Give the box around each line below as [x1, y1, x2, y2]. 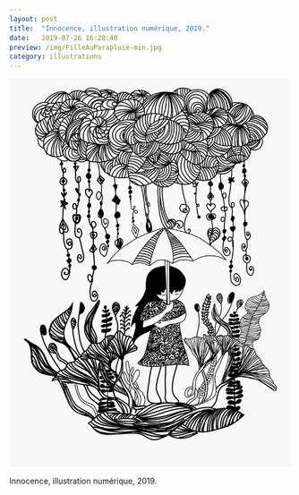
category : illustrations [9, 52, 102, 62]
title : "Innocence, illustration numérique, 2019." [9, 23, 210, 33]
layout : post [9, 14, 58, 23]
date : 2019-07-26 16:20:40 [9, 33, 118, 42]
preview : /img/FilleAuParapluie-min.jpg [9, 43, 163, 52]
